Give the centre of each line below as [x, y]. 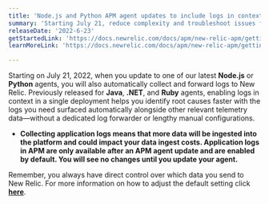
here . [17, 192]
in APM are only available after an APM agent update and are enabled [137, 151]
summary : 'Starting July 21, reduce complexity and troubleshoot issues [132, 23]
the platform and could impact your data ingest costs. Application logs [140, 142]
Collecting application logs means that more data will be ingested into [139, 134]
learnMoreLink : [34, 46]
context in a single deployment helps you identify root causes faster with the [134, 101]
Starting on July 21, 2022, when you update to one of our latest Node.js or [131, 75]
